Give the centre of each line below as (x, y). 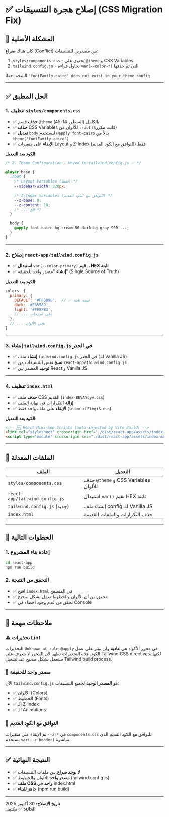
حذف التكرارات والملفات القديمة (118, 515)
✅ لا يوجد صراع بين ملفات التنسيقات (46, 772)
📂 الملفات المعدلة (30, 457)
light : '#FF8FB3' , (33, 309)
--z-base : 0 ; (28, 200)
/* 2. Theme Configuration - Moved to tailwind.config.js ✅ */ (73, 163)
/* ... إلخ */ (28, 210)
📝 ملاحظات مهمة (29, 623)
